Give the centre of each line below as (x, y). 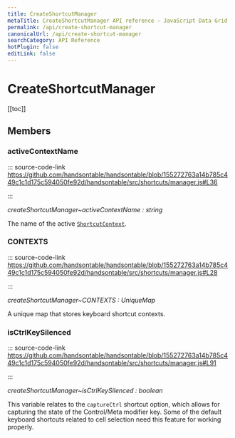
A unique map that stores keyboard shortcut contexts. (87, 313)
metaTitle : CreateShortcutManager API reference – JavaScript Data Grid (117, 21)
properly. (21, 427)
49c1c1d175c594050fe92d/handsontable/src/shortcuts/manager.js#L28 (113, 272)
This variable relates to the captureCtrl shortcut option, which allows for (114, 405)
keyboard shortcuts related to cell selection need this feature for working (114, 419)
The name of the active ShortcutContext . (67, 223)
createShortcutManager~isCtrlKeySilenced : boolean (85, 391)
